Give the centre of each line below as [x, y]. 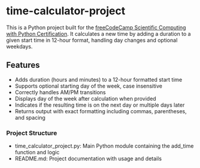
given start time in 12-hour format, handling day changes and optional [92, 40]
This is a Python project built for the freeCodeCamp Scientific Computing [96, 27]
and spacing [30, 117]
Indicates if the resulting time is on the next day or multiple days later [100, 105]
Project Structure [32, 133]
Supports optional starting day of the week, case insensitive [88, 86]
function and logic [37, 153]
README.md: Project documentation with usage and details [88, 158]
